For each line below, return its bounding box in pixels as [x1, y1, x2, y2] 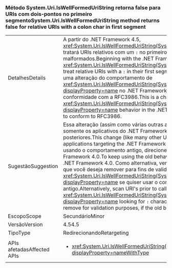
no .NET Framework [119, 87, 167, 94]
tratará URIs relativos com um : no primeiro [63, 49, 167, 56]
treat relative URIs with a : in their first [63, 68, 155, 75]
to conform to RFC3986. [63, 113, 122, 120]
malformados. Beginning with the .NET [63, 55, 155, 63]
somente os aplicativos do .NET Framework [63, 128, 168, 135]
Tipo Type [8, 230, 31, 237]
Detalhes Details [8, 74, 46, 81]
